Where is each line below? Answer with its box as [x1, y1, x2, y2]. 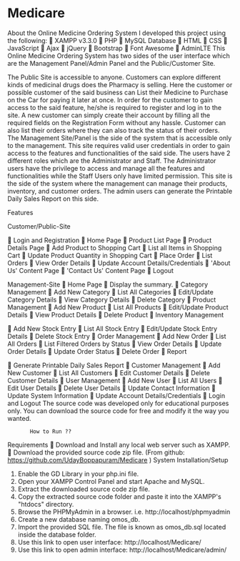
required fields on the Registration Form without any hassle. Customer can [7, 118, 226, 126]
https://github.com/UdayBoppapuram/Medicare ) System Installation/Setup [7, 455, 229, 464]
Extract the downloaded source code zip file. [17, 485, 150, 493]
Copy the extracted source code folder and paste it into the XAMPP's [17, 492, 221, 501]
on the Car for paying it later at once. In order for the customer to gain [7, 95, 213, 104]
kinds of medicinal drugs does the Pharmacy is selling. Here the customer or [7, 80, 233, 89]
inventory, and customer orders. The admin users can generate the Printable [7, 187, 233, 195]
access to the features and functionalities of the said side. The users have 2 [7, 149, 231, 157]
